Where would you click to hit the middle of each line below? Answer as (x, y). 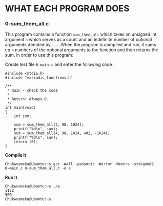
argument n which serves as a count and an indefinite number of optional (79, 40)
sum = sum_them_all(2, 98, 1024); (49, 125)
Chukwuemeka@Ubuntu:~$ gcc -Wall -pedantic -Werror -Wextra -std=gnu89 (79, 164)
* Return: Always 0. (28, 99)
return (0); (26, 142)
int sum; (23, 116)
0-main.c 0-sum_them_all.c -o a (38, 168)
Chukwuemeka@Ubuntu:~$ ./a (32, 186)
